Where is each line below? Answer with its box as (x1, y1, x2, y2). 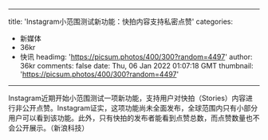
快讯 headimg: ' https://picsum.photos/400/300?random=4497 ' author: (19, 52, 253, 61)
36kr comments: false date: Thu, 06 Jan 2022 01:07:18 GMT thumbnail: (19, 61, 254, 70)
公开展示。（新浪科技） (14, 123, 89, 132)
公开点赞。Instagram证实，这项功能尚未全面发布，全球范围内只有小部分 (22, 103, 258, 112)
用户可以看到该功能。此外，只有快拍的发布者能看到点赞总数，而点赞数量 (8, 113, 246, 122)
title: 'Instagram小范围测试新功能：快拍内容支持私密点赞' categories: (8, 17, 234, 26)
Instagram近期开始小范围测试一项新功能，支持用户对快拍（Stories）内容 (8, 93, 246, 103)
